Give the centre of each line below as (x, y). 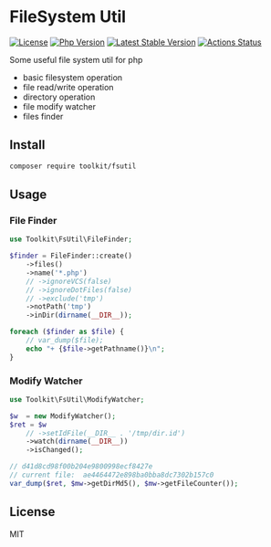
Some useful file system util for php (76, 59)
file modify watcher (59, 106)
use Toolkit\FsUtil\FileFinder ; (71, 239)
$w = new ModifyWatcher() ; (63, 416)
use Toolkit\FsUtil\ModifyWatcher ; (77, 399)
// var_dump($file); (65, 341)
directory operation (59, 97)
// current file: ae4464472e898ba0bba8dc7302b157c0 (112, 475)
